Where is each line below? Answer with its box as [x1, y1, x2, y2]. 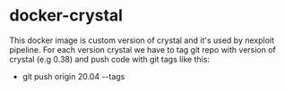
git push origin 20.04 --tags [22, 70, 125, 81]
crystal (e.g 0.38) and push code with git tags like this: [9, 54, 211, 64]
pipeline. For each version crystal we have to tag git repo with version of [9, 44, 276, 54]
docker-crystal [9, 5, 124, 26]
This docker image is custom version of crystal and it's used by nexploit [9, 35, 275, 45]
